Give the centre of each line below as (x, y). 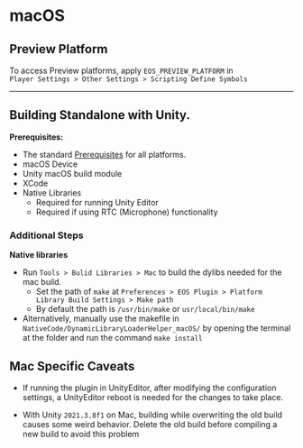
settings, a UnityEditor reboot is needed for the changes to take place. (153, 397)
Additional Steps (46, 235)
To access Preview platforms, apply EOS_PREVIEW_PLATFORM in (121, 70)
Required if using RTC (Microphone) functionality (127, 212)
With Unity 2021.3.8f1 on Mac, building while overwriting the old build (152, 415)
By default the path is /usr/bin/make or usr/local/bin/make (145, 309)
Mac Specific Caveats (72, 366)
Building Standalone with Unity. (100, 115)
